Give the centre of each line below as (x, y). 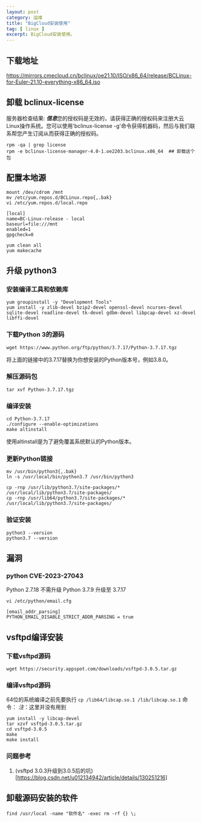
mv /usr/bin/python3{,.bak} (42, 472)
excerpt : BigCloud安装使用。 (41, 35)
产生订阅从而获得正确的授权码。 (62, 133)
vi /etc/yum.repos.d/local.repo (47, 203)
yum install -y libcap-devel (43, 719)
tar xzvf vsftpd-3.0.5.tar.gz (44, 724)
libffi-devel (23, 318)
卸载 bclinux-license (45, 103)
